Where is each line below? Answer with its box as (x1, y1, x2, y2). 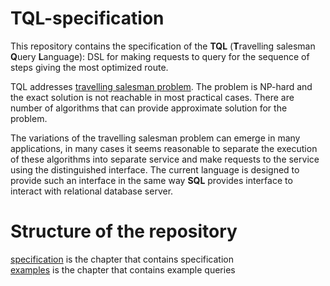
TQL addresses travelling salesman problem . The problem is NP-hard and (10, 80, 313, 92)
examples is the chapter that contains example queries (10, 263, 236, 276)
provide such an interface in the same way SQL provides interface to (10, 174, 293, 186)
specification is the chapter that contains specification (10, 253, 234, 265)
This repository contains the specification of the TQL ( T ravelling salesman (10, 40, 316, 52)
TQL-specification (10, 7, 165, 30)
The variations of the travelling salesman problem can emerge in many (10, 132, 301, 144)
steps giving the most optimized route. (10, 61, 169, 73)
